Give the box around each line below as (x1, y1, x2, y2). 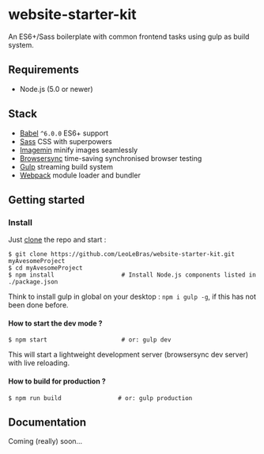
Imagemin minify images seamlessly (19, 145, 138, 155)
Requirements (8, 63, 79, 77)
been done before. (8, 300, 69, 310)
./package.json (8, 278, 58, 286)
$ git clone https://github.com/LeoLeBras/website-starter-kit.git (8, 250, 236, 258)
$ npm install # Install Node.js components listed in (8, 271, 257, 279)
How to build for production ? (8, 376, 107, 386)
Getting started (8, 193, 85, 207)
